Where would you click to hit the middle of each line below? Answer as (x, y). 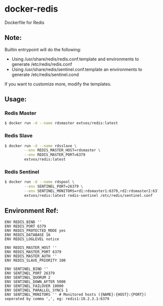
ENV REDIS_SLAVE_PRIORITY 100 (35, 260)
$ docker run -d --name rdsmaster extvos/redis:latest (61, 123)
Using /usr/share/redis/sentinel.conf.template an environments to (77, 69)
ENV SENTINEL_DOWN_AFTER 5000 (35, 282)
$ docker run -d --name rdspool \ (40, 182)
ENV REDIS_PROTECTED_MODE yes (35, 230)
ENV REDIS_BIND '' (23, 222)
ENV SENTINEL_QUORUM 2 (27, 277)
